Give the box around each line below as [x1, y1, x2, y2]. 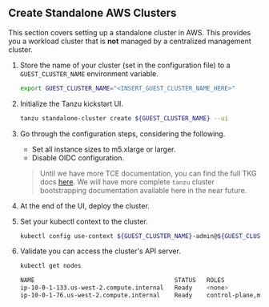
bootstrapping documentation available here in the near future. [39, 185, 247, 195]
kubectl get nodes [19, 262, 82, 270]
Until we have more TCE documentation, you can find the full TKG [39, 168, 257, 178]
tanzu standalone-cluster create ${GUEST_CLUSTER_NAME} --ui [19, 114, 229, 123]
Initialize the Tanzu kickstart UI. [19, 99, 124, 108]
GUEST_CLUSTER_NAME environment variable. [19, 68, 159, 79]
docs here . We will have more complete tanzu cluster [39, 176, 215, 187]
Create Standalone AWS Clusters [8, 6, 177, 20]
